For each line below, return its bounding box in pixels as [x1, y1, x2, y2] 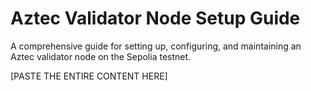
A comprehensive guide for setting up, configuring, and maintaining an [10, 40, 302, 52]
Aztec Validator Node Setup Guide [10, 7, 301, 30]
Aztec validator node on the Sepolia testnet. [10, 50, 192, 62]
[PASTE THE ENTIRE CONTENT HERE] [10, 70, 168, 82]
